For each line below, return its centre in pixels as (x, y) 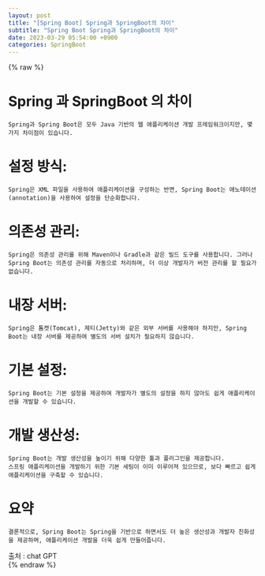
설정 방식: (38, 167)
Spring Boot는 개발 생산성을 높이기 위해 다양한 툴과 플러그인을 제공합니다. (116, 458)
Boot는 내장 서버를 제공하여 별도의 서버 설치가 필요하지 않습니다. (101, 336)
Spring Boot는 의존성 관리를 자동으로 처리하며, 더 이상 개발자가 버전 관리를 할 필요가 (132, 263)
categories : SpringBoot (47, 45)
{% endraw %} (32, 564)
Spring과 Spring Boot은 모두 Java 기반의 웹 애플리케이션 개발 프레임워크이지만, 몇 (131, 125)
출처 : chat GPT (33, 555)
